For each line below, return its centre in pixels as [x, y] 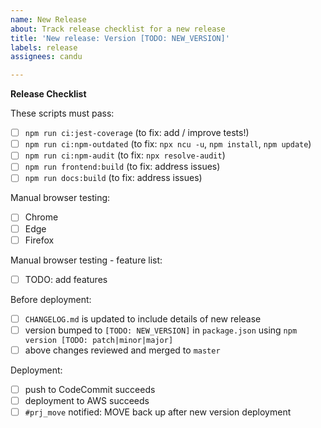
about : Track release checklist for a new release [118, 29]
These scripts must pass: [62, 113]
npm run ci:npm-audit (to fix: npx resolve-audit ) [125, 155]
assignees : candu [46, 57]
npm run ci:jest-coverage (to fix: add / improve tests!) [137, 133]
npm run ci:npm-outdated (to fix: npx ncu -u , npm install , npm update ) [168, 144]
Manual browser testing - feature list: [86, 260]
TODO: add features [66, 279]
